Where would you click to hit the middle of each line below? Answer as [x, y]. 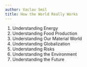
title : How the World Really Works [42, 14]
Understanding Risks [33, 49]
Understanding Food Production [45, 33]
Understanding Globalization [41, 44]
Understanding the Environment [44, 54]
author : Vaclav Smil [26, 10]
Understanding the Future [38, 59]
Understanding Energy [35, 28]
